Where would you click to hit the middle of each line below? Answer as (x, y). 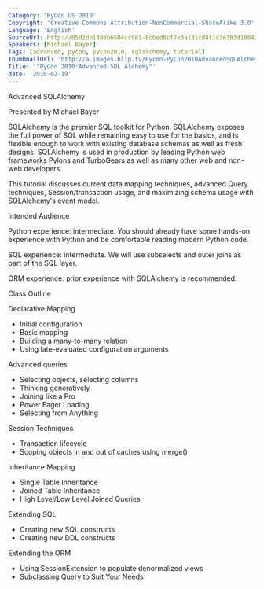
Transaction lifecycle (53, 443)
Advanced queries (38, 364)
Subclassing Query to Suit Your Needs (81, 576)
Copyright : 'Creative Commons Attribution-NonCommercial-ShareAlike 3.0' (132, 23)
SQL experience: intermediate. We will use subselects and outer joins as (125, 254)
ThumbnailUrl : (31, 60)
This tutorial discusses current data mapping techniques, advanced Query (128, 184)
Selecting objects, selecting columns (79, 379)
